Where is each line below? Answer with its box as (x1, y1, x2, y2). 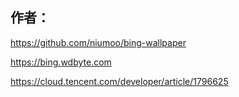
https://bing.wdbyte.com (10, 56, 112, 68)
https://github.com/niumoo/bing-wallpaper (10, 36, 187, 48)
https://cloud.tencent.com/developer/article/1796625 (10, 75, 229, 87)
